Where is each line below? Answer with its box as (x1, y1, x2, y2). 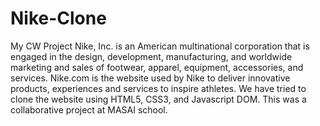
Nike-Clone (10, 7, 107, 30)
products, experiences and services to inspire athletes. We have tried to (10, 82, 307, 94)
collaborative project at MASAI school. (10, 103, 168, 116)
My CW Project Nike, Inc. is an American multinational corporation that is (10, 40, 310, 52)
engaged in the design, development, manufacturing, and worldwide (10, 50, 293, 62)
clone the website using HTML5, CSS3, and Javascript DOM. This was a (10, 93, 307, 105)
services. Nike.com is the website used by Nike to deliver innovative (10, 72, 291, 84)
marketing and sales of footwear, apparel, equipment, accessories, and (10, 61, 304, 73)
